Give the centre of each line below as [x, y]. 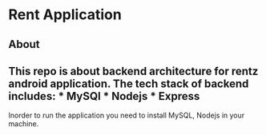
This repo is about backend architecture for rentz [133, 71]
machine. [24, 124]
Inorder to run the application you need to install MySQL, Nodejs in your [127, 115]
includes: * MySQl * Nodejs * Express [104, 96]
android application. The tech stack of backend [129, 83]
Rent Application [65, 15]
